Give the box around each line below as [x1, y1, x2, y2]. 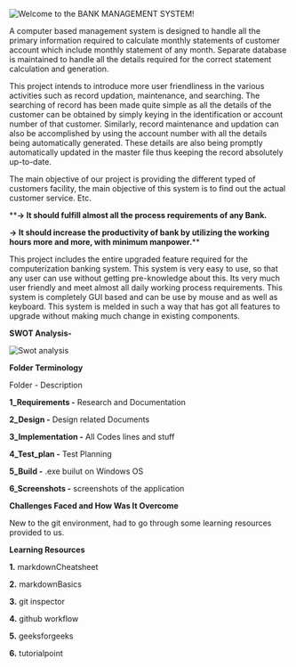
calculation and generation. [9, 63, 109, 74]
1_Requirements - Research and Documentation [9, 397, 187, 407]
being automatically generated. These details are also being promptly [9, 138, 264, 148]
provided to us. [9, 527, 65, 538]
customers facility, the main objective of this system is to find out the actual [9, 183, 286, 193]
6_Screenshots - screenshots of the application [9, 484, 185, 493]
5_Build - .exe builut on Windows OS [9, 466, 144, 476]
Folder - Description [9, 379, 83, 390]
